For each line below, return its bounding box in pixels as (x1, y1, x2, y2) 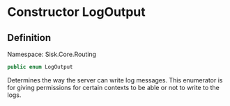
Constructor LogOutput (7, 4, 146, 20)
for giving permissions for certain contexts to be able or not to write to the (7, 83, 220, 91)
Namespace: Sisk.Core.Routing (7, 50, 96, 58)
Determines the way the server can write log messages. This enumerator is (7, 76, 223, 84)
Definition (7, 32, 51, 44)
